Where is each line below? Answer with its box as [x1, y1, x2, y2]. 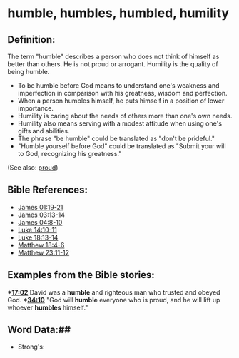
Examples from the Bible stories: [7, 269, 155, 281]
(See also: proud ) [7, 163, 59, 172]
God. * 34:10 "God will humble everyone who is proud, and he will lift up [7, 295, 220, 304]
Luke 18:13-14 [17, 233, 59, 242]
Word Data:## [7, 324, 71, 336]
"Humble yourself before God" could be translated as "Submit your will [17, 142, 226, 150]
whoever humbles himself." [7, 303, 88, 312]
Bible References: [7, 184, 88, 196]
